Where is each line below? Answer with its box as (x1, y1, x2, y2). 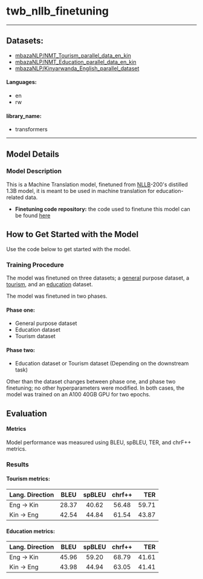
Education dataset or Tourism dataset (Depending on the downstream (14, 360, 189, 367)
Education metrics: (6, 528, 56, 535)
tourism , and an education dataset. (6, 280, 93, 288)
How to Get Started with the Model (6, 229, 139, 240)
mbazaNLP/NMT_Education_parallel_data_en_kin (14, 58, 137, 65)
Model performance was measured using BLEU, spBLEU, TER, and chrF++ (6, 439, 192, 446)
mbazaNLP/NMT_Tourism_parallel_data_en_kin (14, 51, 132, 59)
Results (6, 460, 29, 468)
